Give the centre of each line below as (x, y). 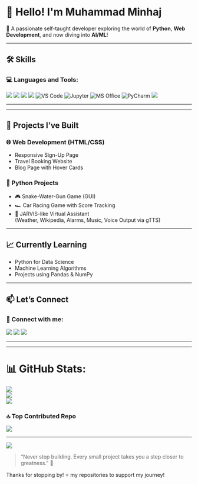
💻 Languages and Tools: (42, 80)
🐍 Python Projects (32, 183)
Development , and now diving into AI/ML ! (57, 34)
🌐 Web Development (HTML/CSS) (55, 142)
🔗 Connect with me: (35, 319)
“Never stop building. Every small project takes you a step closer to (102, 457)
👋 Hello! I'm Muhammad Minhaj (84, 12)
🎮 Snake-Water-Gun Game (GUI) (55, 196)
